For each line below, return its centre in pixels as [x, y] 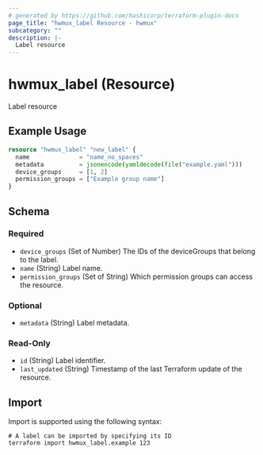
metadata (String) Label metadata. [74, 323]
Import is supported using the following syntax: [85, 422]
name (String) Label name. [61, 268]
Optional [25, 305]
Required [26, 233]
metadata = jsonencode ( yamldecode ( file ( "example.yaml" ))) [129, 164]
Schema [29, 211]
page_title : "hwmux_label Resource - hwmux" [83, 23]
